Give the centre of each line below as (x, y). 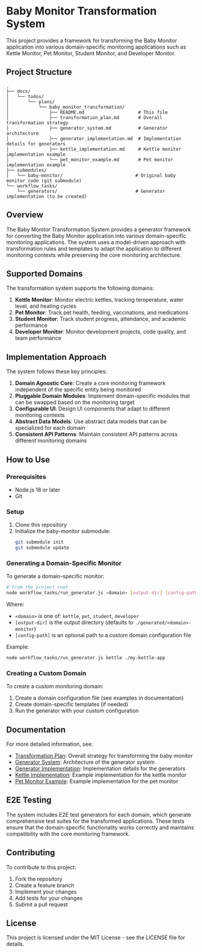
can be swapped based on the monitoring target (75, 402)
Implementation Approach (57, 357)
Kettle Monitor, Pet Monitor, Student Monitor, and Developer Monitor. (91, 53)
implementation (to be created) (47, 197)
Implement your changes (46, 891)
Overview (25, 215)
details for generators (36, 144)
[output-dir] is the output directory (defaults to (74, 622)
